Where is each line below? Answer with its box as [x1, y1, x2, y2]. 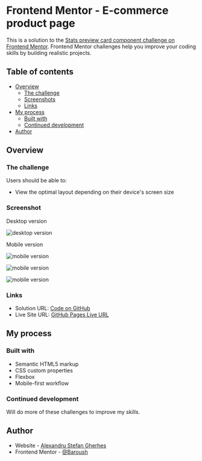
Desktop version [6, 217, 47, 224]
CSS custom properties [14, 366, 74, 374]
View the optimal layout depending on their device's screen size [14, 188, 174, 196]
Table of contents [6, 67, 74, 77]
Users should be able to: [6, 177, 68, 184]
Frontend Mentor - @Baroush [14, 448, 89, 456]
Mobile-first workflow [14, 380, 69, 387]
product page [6, 16, 75, 30]
